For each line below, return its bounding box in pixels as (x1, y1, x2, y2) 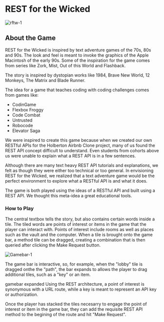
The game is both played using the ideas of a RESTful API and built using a (5, 188, 155, 193)
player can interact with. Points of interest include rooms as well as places (5, 227, 154, 233)
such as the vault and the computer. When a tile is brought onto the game (5, 232, 153, 238)
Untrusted (12, 117, 33, 123)
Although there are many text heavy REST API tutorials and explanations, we (5, 162, 159, 168)
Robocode (12, 122, 33, 128)
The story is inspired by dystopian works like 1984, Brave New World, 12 (5, 72, 150, 78)
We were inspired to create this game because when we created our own (5, 137, 152, 143)
